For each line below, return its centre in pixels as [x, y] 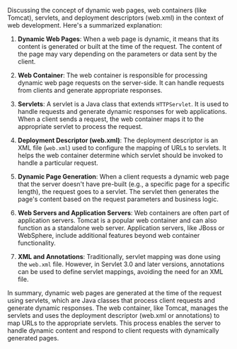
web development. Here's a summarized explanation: [85, 25]
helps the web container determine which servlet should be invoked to [120, 155]
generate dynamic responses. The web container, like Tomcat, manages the [118, 308]
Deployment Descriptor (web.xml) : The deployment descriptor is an [118, 140]
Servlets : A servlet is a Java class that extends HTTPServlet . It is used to [123, 104]
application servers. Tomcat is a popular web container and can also [117, 220]
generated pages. [33, 338]
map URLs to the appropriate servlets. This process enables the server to [114, 323]
